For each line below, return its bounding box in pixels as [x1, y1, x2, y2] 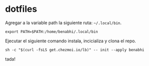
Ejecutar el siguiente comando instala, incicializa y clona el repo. [5, 38, 136, 44]
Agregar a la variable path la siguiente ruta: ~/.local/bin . [5, 20, 122, 26]
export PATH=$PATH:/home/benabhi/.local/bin [5, 29, 98, 34]
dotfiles [5, 3, 37, 15]
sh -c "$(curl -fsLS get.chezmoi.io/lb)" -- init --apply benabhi [5, 47, 145, 52]
